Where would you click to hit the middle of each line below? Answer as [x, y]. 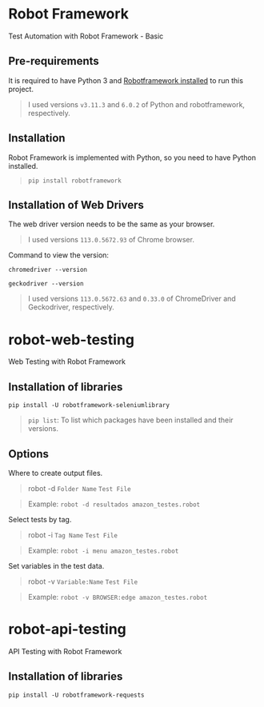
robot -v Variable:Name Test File [83, 581]
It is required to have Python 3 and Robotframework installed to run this [126, 80]
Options [29, 454]
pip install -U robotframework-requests [77, 695]
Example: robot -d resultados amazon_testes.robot [114, 504]
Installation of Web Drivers [76, 205]
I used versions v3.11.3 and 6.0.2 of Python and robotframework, [136, 104]
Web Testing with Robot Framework [67, 361]
